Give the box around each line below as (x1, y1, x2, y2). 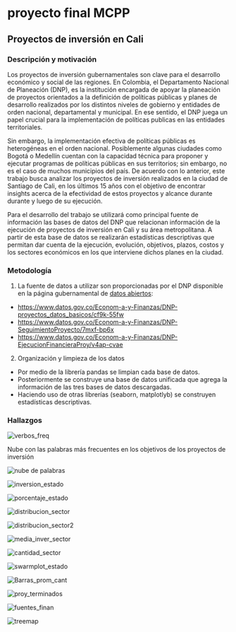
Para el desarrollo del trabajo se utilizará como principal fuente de (7, 210, 199, 218)
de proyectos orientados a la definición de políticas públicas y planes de (7, 93, 218, 101)
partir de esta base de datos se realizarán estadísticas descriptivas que (7, 233, 215, 241)
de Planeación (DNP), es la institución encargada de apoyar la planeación (7, 85, 221, 93)
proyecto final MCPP (7, 5, 130, 21)
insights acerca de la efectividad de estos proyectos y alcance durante (7, 189, 213, 197)
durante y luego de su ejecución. (7, 197, 103, 205)
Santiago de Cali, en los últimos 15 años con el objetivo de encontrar (7, 182, 206, 190)
